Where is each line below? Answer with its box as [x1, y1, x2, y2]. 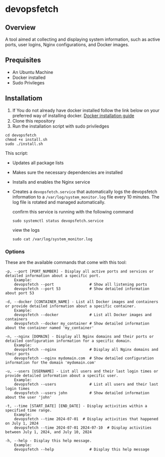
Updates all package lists [12, 160, 64, 166]
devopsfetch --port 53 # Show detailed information [14, 286, 150, 291]
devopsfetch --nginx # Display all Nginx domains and [14, 347, 159, 352]
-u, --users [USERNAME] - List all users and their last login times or [5, 369, 159, 374]
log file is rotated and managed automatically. [12, 199, 106, 205]
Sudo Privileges [12, 79, 45, 85]
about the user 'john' [5, 394, 52, 400]
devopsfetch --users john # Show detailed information [14, 391, 150, 395]
